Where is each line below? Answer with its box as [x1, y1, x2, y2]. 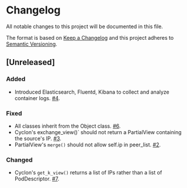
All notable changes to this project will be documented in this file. [6, 23, 164, 30]
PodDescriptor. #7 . [14, 175, 60, 182]
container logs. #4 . [14, 94, 60, 101]
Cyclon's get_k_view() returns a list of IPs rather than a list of [14, 169, 162, 176]
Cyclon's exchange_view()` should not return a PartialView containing [14, 128, 182, 135]
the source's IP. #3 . [14, 135, 61, 142]
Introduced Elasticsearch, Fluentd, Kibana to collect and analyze [14, 88, 169, 95]
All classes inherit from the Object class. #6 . [14, 122, 121, 129]
